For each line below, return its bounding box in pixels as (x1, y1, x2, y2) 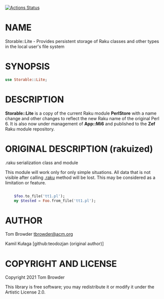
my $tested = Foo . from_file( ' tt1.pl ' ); (14, 198, 96, 203)
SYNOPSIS (5, 61, 50, 72)
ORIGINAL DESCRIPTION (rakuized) (5, 143, 153, 154)
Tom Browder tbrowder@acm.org (5, 231, 73, 237)
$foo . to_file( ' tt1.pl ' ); (14, 193, 65, 199)
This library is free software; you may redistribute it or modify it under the (5, 284, 155, 290)
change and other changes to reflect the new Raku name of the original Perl (5, 115, 160, 121)
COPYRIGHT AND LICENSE (5, 258, 117, 269)
